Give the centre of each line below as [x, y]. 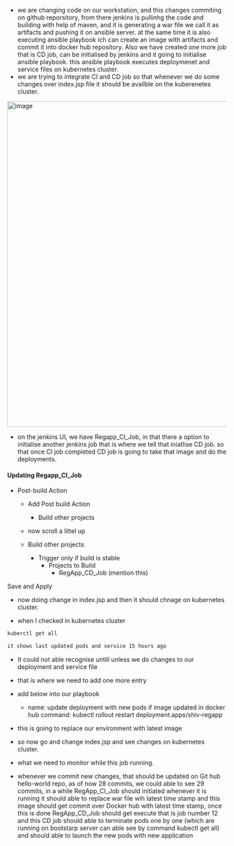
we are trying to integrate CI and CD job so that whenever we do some [118, 77]
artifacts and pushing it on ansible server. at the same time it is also [114, 32]
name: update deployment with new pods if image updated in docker [126, 707]
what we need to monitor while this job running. [86, 762]
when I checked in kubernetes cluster [71, 621]
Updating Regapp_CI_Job [45, 475]
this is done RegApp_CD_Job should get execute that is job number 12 [117, 813]
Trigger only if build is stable [79, 558]
